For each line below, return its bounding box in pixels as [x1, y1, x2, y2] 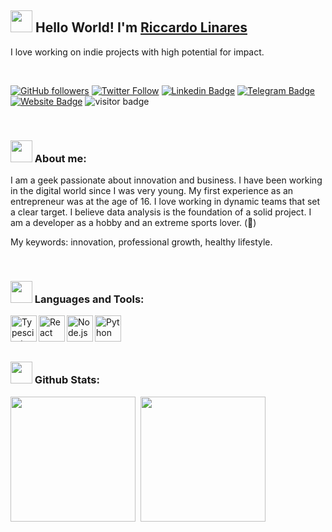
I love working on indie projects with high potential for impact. [10, 46, 265, 58]
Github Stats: [34, 373, 100, 387]
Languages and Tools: [34, 292, 145, 306]
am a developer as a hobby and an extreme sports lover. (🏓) [10, 217, 257, 229]
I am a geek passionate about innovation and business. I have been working [10, 174, 323, 186]
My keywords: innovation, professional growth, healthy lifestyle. [10, 236, 273, 248]
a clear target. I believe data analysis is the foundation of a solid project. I [10, 206, 312, 218]
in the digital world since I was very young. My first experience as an [10, 185, 294, 197]
